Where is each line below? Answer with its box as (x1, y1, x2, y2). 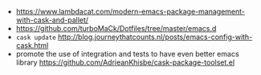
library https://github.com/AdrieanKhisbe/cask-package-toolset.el (15, 57, 235, 67)
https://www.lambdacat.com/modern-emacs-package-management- (15, 7, 245, 16)
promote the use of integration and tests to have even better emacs (15, 49, 239, 58)
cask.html (15, 41, 49, 50)
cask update (15, 34, 56, 41)
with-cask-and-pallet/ (15, 15, 89, 25)
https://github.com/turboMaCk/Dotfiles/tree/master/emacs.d (15, 24, 217, 33)
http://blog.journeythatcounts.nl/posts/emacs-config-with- (57, 32, 253, 41)
